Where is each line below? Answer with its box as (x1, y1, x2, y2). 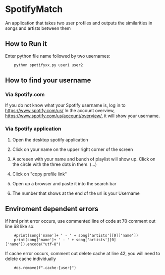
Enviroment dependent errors (5, 205, 99, 213)
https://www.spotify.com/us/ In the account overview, (5, 108, 115, 114)
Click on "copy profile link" (12, 171, 67, 177)
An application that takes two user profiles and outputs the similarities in (5, 20, 153, 26)
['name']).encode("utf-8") (5, 242, 61, 247)
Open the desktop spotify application (12, 137, 88, 142)
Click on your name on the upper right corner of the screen (12, 146, 133, 152)
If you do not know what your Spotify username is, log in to (5, 102, 126, 108)
